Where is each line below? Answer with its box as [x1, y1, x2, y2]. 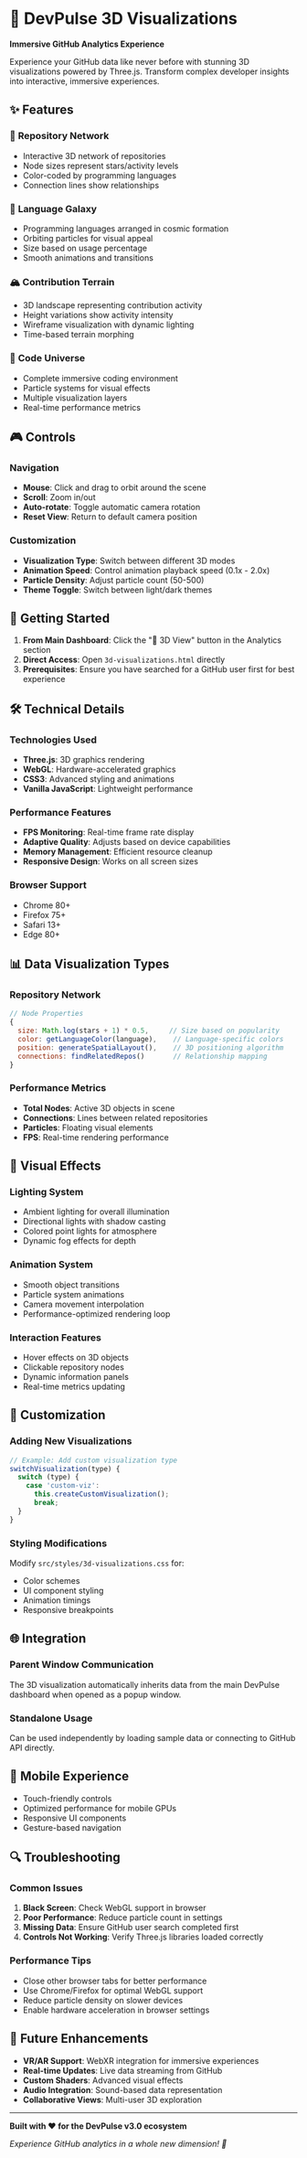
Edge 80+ [22, 928, 61, 940]
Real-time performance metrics [22, 401, 142, 412]
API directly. [9, 1742, 55, 1753]
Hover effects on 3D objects [22, 1351, 130, 1362]
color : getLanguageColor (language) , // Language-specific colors [17, 1034, 284, 1043]
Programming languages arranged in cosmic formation [22, 223, 229, 234]
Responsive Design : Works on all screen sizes [22, 856, 199, 867]
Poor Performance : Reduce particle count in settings [22, 1912, 223, 1923]
